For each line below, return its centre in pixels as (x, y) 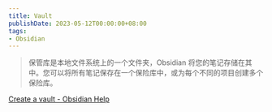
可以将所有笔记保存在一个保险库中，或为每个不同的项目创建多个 (157, 73)
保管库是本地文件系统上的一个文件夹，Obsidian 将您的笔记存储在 (136, 62)
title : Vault (30, 16)
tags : (17, 31)
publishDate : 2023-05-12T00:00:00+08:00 (78, 24)
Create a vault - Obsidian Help (59, 99)
